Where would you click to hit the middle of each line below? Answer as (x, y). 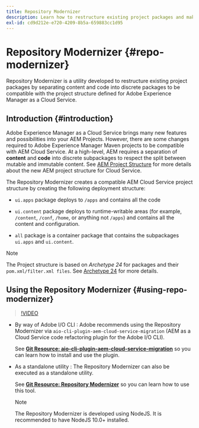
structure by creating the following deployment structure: (76, 189)
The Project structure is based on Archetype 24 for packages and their (92, 265)
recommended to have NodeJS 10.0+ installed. (72, 420)
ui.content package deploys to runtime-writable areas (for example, (98, 212)
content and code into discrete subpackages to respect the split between (96, 158)
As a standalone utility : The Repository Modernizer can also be (92, 366)
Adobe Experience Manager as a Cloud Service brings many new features (97, 133)
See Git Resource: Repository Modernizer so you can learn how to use (102, 384)
